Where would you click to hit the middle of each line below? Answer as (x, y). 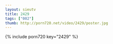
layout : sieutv (21, 9)
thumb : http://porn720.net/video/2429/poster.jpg (57, 23)
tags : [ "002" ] (20, 18)
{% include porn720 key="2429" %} (42, 37)
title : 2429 (17, 14)
